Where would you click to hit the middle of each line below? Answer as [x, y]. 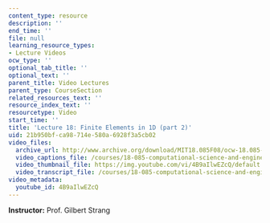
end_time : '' [30, 30]
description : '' [35, 23]
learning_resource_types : [51, 46]
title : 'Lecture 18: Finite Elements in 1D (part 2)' [100, 128]
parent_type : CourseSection [55, 90]
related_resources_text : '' [55, 98]
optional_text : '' [39, 75]
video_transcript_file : [55, 172]
